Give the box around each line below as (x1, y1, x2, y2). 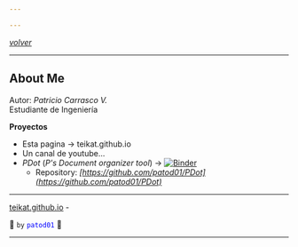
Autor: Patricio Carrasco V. (9, 94, 108, 105)
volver (9, 36, 33, 47)
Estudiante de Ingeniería (9, 104, 98, 115)
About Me (9, 71, 65, 86)
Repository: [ (35, 166, 82, 178)
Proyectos (9, 121, 48, 131)
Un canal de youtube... (21, 147, 106, 158)
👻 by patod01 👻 (9, 219, 62, 229)
